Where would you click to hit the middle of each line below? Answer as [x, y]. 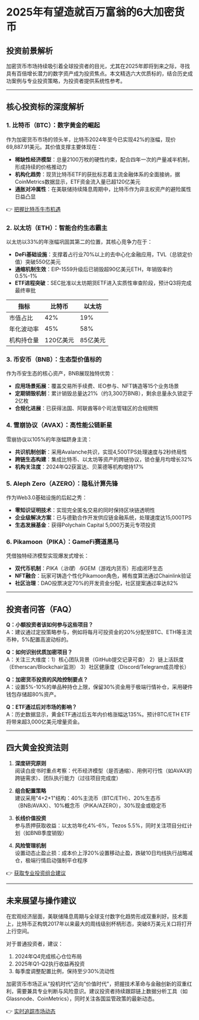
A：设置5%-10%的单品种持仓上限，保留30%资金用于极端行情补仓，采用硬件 [99, 687]
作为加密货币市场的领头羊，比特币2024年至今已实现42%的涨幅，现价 [91, 139]
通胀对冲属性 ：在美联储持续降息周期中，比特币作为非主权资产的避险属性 [103, 189]
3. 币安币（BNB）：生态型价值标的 [54, 359]
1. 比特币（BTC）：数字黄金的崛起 [53, 125]
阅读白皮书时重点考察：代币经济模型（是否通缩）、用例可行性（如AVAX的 [103, 770]
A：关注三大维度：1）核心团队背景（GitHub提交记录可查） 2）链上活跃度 [95, 659]
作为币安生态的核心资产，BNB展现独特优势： [61, 374]
